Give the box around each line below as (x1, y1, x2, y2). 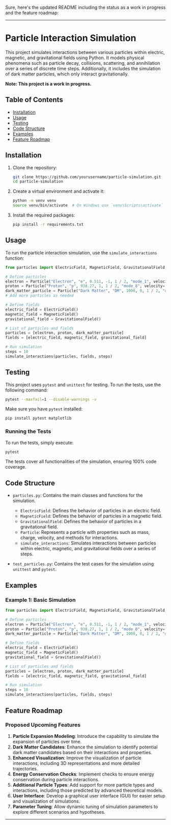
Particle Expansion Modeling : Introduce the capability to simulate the (12, 733, 159, 739)
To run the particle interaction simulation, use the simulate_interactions (5, 249, 157, 255)
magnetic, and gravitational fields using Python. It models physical (5, 55, 145, 61)
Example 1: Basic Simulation (5, 596, 76, 603)
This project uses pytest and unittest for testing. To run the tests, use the (5, 381, 161, 388)
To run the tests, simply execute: (5, 440, 74, 446)
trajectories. (12, 765, 38, 771)
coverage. (5, 464, 26, 470)
